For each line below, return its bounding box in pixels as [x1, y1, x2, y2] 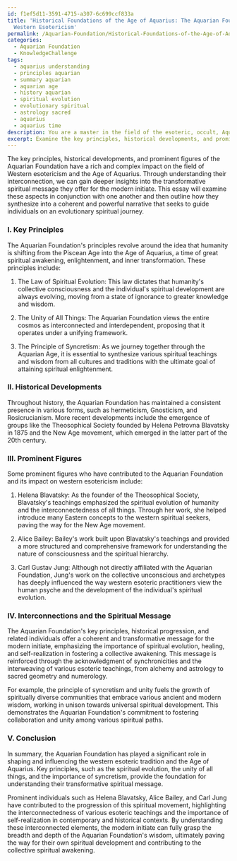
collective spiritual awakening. [7, 845, 95, 854]
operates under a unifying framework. [17, 328, 128, 336]
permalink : [7, 30, 39, 37]
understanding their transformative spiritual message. [7, 779, 164, 788]
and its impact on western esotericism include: [7, 477, 143, 486]
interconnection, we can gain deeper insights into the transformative [7, 177, 206, 186]
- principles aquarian [13, 69, 80, 76]
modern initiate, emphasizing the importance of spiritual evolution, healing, [7, 642, 225, 650]
